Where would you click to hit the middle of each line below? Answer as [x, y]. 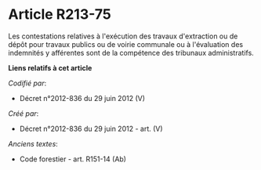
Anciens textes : [33, 143]
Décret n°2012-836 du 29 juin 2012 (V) [82, 98]
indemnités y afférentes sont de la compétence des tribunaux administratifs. [131, 52]
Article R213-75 [60, 14]
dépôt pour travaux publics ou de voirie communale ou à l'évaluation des [126, 44]
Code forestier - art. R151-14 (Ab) [73, 159]
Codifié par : [27, 83]
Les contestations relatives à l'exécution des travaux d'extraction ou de [123, 36]
